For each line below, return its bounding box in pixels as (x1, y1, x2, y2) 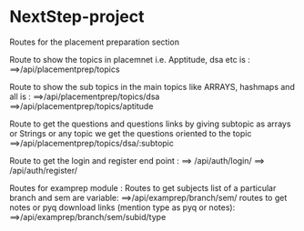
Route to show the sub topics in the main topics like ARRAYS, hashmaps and (9, 81, 296, 92)
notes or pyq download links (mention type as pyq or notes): (9, 202, 236, 213)
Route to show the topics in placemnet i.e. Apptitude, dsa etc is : (9, 54, 250, 65)
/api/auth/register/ (9, 165, 77, 176)
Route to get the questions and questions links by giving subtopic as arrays (9, 118, 291, 129)
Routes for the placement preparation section (9, 36, 180, 47)
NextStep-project (9, 6, 145, 27)
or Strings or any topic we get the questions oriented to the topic (9, 127, 252, 138)
